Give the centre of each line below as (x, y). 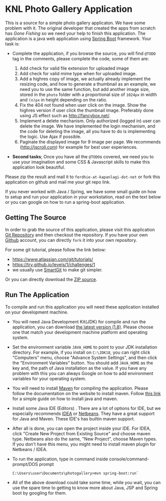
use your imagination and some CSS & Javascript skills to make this (81, 162)
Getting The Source (36, 218)
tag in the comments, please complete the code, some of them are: (81, 58)
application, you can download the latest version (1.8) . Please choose (83, 327)
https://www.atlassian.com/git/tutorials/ (53, 259)
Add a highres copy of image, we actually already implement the (85, 79)
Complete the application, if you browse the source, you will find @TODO (84, 53)
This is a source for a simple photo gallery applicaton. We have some (75, 23)
